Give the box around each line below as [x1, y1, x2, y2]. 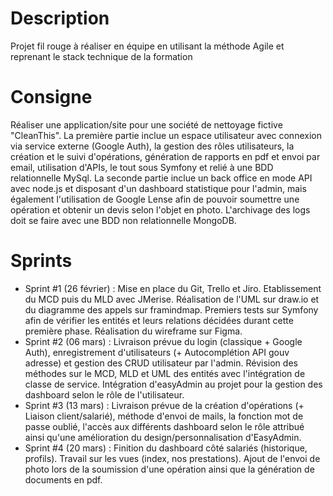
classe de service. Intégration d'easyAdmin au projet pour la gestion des [24, 378, 323, 390]
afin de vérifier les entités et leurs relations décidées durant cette [24, 314, 294, 326]
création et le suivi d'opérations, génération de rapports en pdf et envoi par [10, 150, 321, 162]
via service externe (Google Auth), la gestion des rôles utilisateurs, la [10, 140, 295, 152]
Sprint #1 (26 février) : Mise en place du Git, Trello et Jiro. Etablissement [24, 282, 322, 294]
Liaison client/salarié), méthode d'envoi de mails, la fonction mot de [24, 410, 304, 422]
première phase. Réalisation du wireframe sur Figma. [24, 325, 243, 337]
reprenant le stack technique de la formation [10, 50, 193, 62]
